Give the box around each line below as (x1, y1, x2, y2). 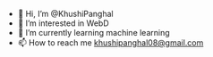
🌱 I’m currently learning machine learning (17, 28, 170, 37)
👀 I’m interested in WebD (17, 18, 109, 28)
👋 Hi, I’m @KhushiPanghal (17, 9, 114, 19)
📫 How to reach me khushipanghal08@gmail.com (17, 37, 204, 48)
